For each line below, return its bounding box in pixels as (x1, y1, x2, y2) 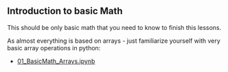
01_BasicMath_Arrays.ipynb (16, 57, 95, 65)
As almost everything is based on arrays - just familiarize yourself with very (7, 37, 221, 45)
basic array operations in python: (7, 43, 101, 52)
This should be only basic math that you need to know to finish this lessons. (7, 23, 222, 31)
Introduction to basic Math (7, 5, 123, 17)
